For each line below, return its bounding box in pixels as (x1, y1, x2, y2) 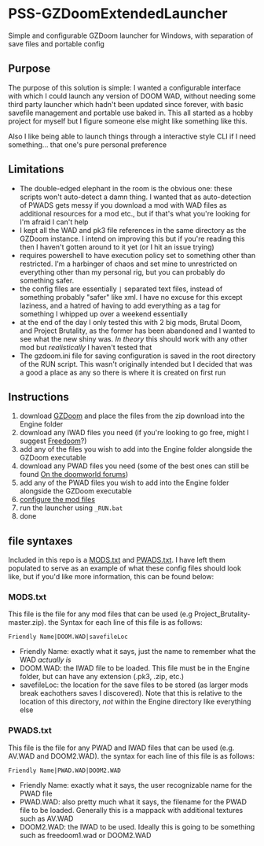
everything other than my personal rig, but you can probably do (19, 267, 225, 276)
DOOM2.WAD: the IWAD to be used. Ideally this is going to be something (19, 822, 255, 831)
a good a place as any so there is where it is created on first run (19, 368, 226, 377)
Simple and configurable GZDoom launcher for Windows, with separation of (8, 31, 254, 40)
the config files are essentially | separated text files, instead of (19, 284, 223, 294)
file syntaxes (8, 534, 73, 548)
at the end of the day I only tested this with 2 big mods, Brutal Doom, (19, 317, 242, 327)
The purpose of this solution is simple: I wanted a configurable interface (8, 83, 241, 92)
